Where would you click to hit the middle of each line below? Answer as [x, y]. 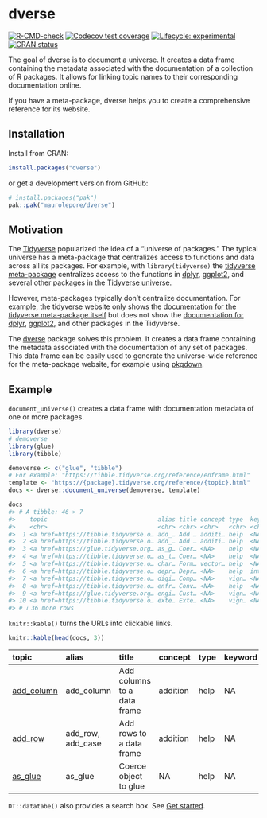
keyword [241, 657]
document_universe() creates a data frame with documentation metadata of [131, 408]
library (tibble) [35, 454]
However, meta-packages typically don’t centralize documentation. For [124, 298]
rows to [133, 733]
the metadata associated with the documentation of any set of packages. [128, 348]
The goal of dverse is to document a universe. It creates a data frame [122, 60]
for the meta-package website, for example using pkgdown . [106, 364]
